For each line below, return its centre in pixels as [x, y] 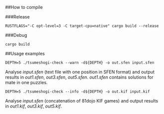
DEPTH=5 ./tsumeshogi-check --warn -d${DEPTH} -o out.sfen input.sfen [80, 63]
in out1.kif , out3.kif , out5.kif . [34, 106]
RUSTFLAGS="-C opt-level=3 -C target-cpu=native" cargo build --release [82, 26]
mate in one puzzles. [27, 82]
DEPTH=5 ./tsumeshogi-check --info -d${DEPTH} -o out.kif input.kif [78, 92]
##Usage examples [25, 54]
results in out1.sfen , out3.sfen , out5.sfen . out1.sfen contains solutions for [79, 77]
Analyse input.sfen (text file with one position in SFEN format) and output [80, 72]
